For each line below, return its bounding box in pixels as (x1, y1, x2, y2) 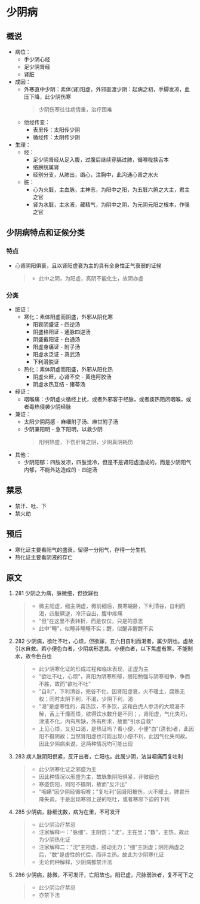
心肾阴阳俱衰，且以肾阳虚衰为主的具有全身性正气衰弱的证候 (14, 262, 162, 269)
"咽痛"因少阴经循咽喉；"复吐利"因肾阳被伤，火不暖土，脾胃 (38, 788, 185, 796)
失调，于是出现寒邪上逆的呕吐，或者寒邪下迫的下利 (44, 796, 170, 803)
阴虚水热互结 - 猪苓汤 (32, 380, 85, 388)
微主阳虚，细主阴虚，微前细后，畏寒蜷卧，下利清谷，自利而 (38, 603, 186, 610)
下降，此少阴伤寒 (29, 93, 72, 100)
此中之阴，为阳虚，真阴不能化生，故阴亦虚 (38, 274, 144, 282)
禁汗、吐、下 (14, 502, 47, 509)
